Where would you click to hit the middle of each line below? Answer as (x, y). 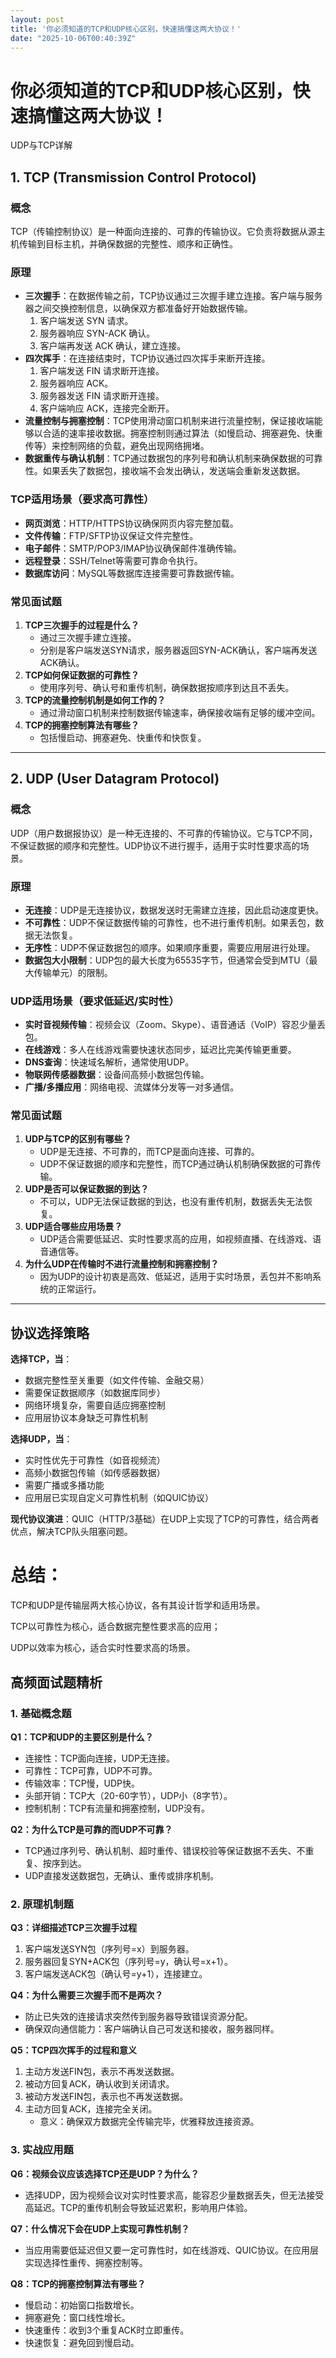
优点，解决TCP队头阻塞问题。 (71, 1532)
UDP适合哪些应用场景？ (73, 1227)
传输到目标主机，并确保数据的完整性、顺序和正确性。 (128, 244)
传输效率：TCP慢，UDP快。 (82, 1783)
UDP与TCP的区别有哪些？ (78, 1139)
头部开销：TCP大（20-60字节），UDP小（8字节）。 (128, 1795)
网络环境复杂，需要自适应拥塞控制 (95, 1405)
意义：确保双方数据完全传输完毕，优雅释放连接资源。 (149, 2122)
